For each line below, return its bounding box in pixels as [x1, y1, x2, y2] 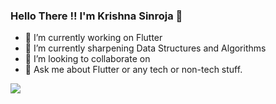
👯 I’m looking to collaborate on [24, 53, 151, 65]
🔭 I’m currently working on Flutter [24, 32, 163, 44]
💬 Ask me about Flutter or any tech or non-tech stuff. [24, 64, 243, 76]
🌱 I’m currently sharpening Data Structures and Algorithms [24, 42, 267, 54]
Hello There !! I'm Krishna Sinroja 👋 [10, 9, 183, 23]
